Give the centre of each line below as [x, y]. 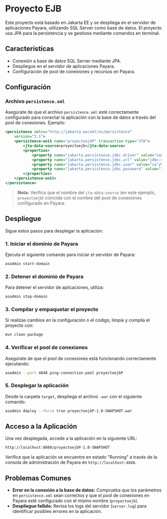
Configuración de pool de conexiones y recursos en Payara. [74, 71]
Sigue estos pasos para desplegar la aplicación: [54, 231]
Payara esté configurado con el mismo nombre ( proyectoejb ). [75, 501]
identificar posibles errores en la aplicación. [57, 512]
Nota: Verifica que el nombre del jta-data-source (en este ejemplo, [86, 192]
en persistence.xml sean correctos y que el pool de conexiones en [81, 496]
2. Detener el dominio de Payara [44, 276]
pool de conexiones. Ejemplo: [35, 123]
